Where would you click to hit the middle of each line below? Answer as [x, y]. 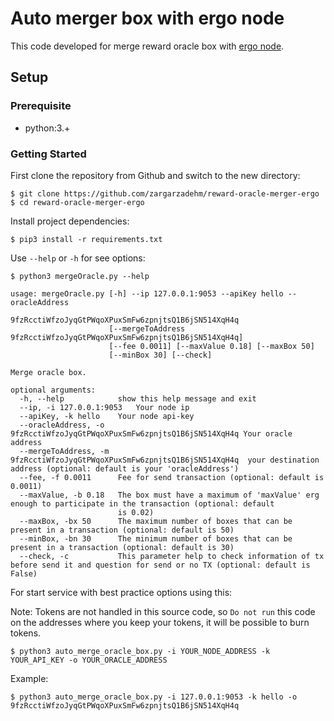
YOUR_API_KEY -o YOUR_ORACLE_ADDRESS [89, 660]
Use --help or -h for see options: [78, 258]
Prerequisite [41, 106]
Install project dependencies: [70, 221]
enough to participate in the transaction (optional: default [142, 503]
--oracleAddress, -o [62, 425]
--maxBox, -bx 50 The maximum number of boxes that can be [156, 521]
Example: [29, 678]
